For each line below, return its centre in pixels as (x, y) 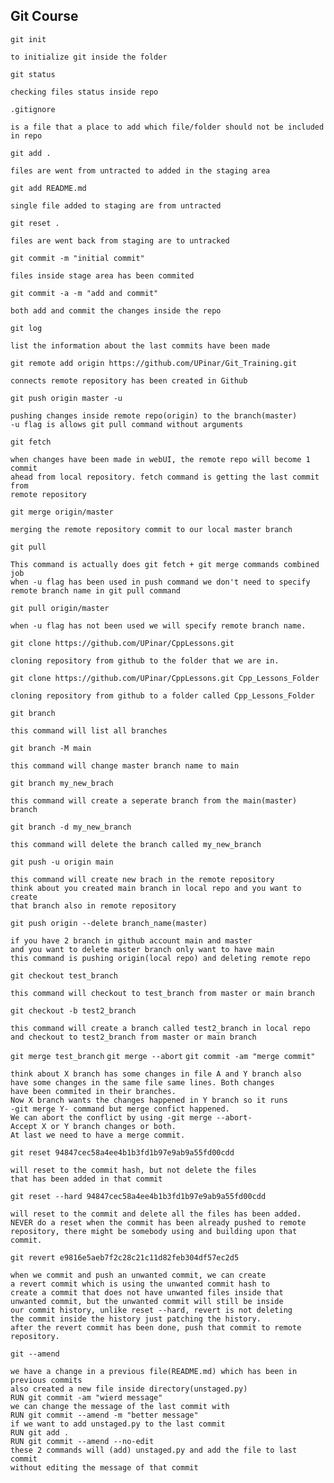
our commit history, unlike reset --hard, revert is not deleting (151, 1310)
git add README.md (48, 188)
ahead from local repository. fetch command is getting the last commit (165, 477)
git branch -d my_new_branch (71, 827)
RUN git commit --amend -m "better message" (104, 1415)
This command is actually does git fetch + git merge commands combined (165, 564)
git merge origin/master (62, 512)
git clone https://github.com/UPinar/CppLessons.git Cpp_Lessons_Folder (165, 678)
